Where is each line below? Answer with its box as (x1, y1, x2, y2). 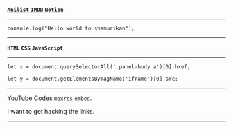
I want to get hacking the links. (7, 108, 95, 115)
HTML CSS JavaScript (7, 45, 64, 52)
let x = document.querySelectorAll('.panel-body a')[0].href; (7, 63, 191, 70)
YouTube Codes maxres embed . (7, 94, 92, 102)
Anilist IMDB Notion (7, 6, 64, 13)
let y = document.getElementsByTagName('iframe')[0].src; (7, 75, 178, 82)
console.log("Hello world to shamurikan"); (7, 25, 135, 32)
